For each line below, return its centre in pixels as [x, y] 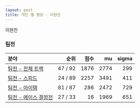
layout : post [19, 10]
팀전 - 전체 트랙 [26, 68]
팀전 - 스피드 [23, 78]
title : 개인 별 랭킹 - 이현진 [33, 15]
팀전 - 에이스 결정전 [31, 97]
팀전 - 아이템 [23, 88]
